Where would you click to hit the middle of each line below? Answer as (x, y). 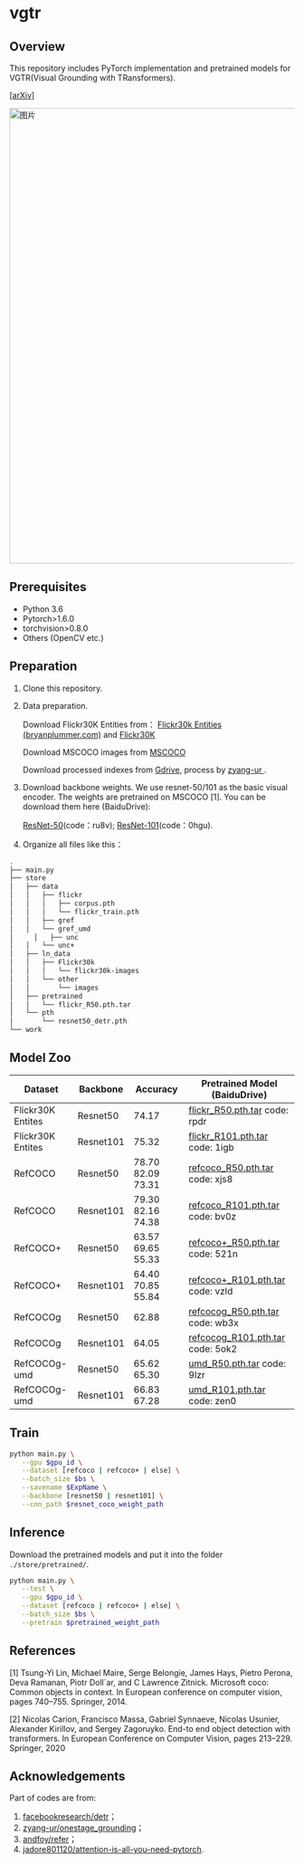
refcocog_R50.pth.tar (234, 1311)
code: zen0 (213, 1400)
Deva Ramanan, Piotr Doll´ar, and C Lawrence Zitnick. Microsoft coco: (139, 1682)
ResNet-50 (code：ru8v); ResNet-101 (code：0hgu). (118, 825)
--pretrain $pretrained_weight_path (90, 1622)
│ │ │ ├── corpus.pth (62, 903)
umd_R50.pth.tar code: (237, 1363)
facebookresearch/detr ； (70, 1817)
